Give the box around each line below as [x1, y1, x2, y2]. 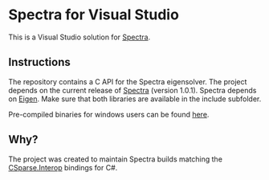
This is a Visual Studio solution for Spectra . [8, 32, 151, 42]
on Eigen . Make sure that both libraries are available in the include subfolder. [8, 94, 262, 104]
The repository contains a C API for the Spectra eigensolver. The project [8, 76, 247, 86]
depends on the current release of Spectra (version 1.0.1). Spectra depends [8, 85, 257, 95]
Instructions [8, 55, 71, 69]
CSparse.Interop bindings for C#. [8, 162, 118, 172]
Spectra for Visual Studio [8, 6, 179, 24]
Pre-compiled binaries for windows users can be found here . [8, 109, 210, 119]
